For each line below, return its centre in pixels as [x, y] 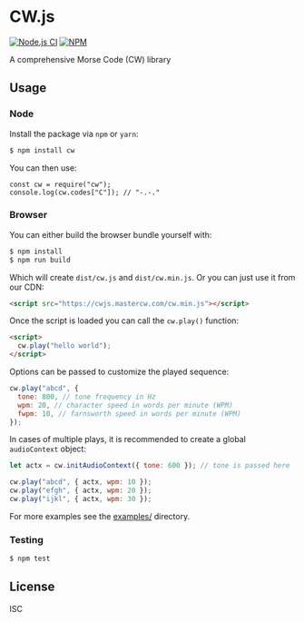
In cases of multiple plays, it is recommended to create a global [128, 439]
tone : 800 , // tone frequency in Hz [87, 397]
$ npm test [30, 559]
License [32, 587]
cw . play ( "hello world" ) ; [64, 346]
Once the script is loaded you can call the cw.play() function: [124, 321]
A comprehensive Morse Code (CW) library [90, 59]
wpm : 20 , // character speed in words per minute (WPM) [125, 405]
